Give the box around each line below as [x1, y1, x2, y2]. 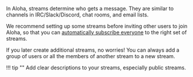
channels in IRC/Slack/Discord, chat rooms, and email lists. [6, 11, 149, 18]
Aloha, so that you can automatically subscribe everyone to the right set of [6, 29, 187, 36]
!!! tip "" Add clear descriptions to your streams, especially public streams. [6, 64, 187, 71]
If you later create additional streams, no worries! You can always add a [6, 46, 179, 53]
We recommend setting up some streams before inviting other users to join [6, 23, 188, 29]
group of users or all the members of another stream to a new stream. [6, 53, 175, 59]
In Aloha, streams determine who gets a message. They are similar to [6, 5, 174, 12]
